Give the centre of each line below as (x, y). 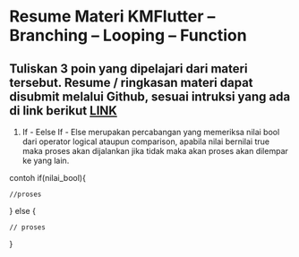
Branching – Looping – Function (128, 35)
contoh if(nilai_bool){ (48, 178)
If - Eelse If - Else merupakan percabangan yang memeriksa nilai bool (151, 132)
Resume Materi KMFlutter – (112, 17)
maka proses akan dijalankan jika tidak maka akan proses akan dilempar (155, 151)
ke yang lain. (46, 160)
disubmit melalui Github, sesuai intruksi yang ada (150, 96)
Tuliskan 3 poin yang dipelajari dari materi (128, 69)
